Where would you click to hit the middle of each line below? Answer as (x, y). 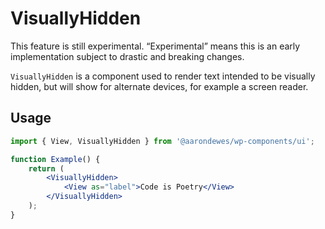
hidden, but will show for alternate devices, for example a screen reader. (159, 86)
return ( (46, 168)
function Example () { (55, 159)
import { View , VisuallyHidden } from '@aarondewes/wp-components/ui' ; (162, 141)
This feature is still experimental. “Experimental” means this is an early (155, 46)
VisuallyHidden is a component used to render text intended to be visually (163, 76)
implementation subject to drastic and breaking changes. (127, 56)
